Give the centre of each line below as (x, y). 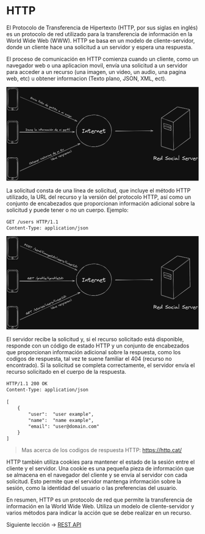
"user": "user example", (61, 414)
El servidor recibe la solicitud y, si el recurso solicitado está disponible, (95, 339)
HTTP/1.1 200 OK (27, 384)
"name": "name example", (61, 421)
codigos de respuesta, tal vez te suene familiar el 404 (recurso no (89, 359)
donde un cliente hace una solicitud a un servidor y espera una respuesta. (99, 47)
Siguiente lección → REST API (44, 525)
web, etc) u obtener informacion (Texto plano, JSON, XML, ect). (86, 78)
